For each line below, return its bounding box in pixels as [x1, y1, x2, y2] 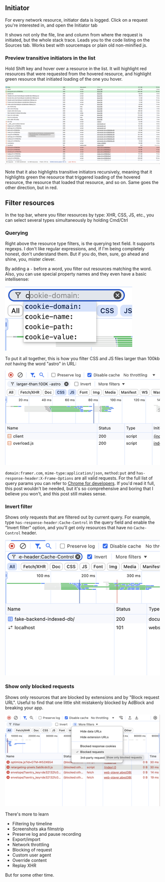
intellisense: [5, 276, 29, 282]
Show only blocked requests [5, 683, 75, 690]
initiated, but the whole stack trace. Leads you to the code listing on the [5, 37, 150, 43]
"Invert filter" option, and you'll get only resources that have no [5, 525, 133, 531]
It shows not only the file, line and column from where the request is [5, 31, 143, 37]
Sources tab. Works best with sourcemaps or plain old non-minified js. [5, 42, 147, 48]
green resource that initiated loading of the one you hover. [5, 76, 123, 82]
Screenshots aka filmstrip [12, 826, 64, 832]
